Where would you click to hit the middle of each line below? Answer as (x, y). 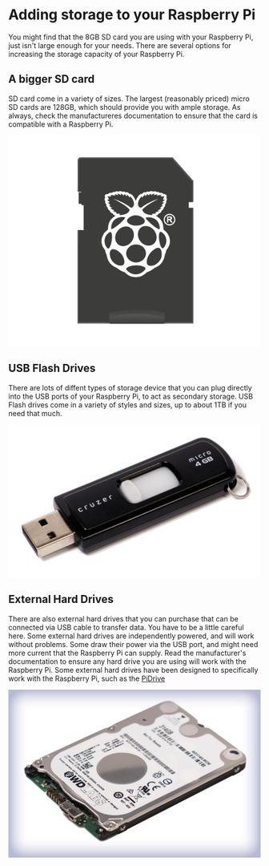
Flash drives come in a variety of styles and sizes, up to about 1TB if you (127, 405)
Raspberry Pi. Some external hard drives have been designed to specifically (133, 670)
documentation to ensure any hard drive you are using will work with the (127, 661)
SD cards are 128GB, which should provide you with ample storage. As (124, 107)
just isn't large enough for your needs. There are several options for (120, 45)
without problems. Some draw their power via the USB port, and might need (133, 644)
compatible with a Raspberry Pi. (61, 124)
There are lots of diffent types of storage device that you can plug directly (130, 387)
